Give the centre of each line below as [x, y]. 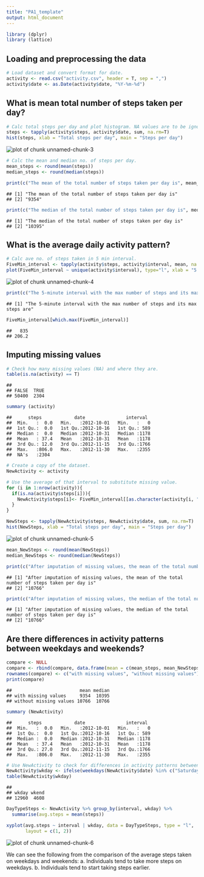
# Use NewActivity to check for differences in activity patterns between [103, 765]
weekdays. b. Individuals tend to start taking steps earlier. [78, 867]
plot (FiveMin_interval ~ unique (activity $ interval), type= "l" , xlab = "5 [102, 270]
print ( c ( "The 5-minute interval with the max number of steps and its [97, 293]
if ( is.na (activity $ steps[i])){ [51, 493]
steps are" [20, 309]
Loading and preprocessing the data [76, 59]
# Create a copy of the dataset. [49, 466]
